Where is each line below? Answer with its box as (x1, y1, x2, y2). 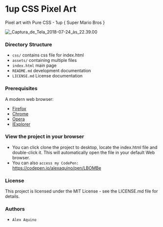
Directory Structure (5, 41, 52, 48)
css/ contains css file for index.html (12, 52, 84, 58)
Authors (5, 206, 25, 212)
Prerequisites (5, 85, 38, 92)
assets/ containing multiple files (12, 57, 77, 63)
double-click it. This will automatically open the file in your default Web (12, 150, 155, 155)
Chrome (12, 111, 29, 116)
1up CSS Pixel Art (5, 3, 77, 15)
